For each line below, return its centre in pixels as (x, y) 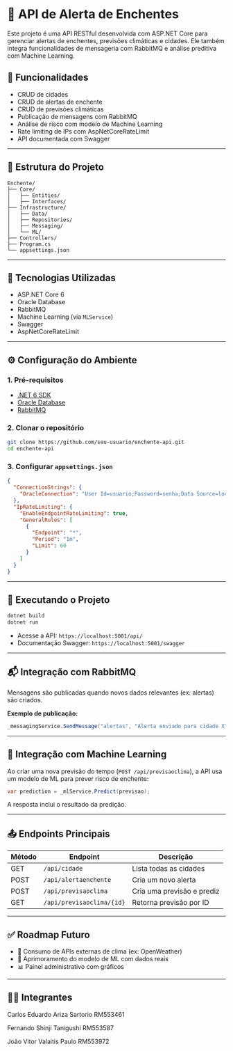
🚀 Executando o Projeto (59, 600)
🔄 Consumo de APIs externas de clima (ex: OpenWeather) (100, 951)
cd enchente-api (31, 449)
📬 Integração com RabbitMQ (72, 672)
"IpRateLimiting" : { (43, 507)
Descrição (176, 857)
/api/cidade (63, 869)
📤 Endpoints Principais (59, 833)
